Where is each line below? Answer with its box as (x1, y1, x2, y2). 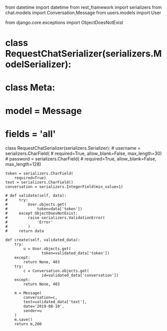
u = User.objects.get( (23, 246, 71, 251)
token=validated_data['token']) (41, 251, 110, 256)
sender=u (23, 308, 42, 313)
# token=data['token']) (5, 206, 82, 212)
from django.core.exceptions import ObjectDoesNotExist (5, 20, 123, 25)
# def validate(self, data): (5, 193, 67, 198)
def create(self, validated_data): (5, 237, 80, 242)
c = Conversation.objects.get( (23, 268, 90, 273)
